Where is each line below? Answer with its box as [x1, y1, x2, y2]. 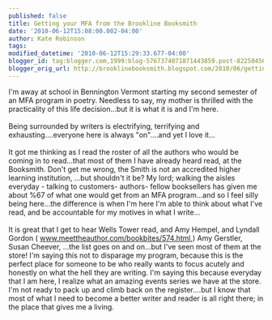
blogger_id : [8, 58, 49, 66]
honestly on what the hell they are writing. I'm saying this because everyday [8, 267, 261, 277]
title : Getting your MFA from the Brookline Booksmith [8, 19, 198, 28]
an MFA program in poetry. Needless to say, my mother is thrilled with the [8, 95, 253, 105]
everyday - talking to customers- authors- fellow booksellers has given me [8, 181, 257, 191]
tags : [8, 42, 27, 50]
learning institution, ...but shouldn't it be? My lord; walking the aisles [8, 173, 236, 182]
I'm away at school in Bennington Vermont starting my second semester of [8, 87, 257, 96]
